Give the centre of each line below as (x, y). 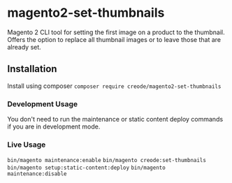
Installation (32, 69)
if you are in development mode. (54, 126)
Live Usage (27, 145)
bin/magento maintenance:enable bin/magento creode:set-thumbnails (107, 161)
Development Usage (43, 104)
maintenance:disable (37, 174)
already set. (24, 47)
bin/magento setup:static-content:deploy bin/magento (86, 168)
